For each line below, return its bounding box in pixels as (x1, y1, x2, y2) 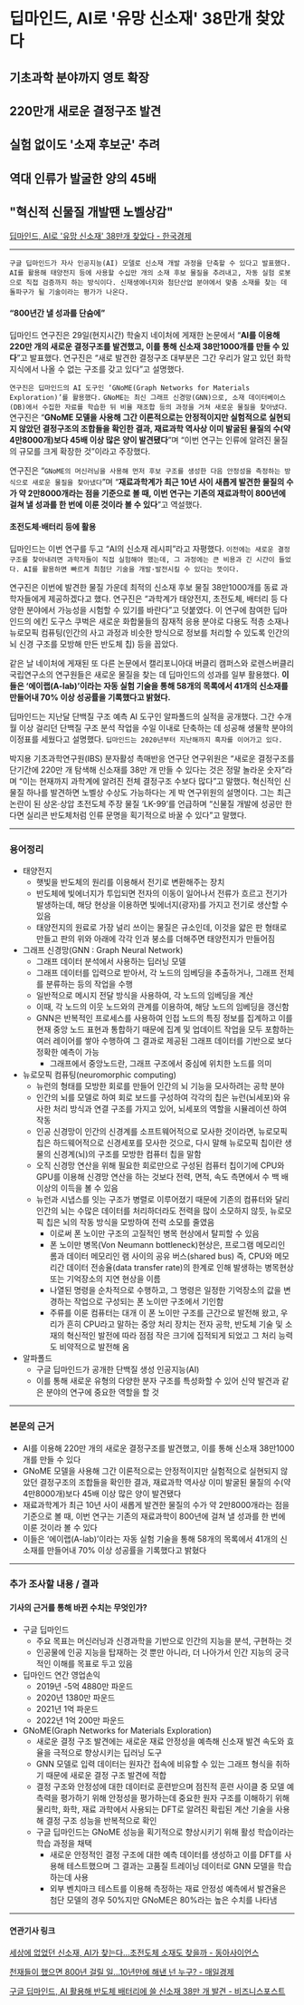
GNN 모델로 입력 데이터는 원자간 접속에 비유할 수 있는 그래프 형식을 (35, 1758, 274, 1769)
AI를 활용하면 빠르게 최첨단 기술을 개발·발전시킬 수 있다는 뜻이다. (24, 564, 240, 574)
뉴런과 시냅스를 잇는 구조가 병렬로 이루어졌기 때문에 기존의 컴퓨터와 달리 (35, 1194, 290, 1205)
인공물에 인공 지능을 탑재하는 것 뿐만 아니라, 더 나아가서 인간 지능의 (35, 1647, 273, 1658)
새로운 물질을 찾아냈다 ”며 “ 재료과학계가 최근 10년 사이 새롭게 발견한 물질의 (31, 476, 285, 487)
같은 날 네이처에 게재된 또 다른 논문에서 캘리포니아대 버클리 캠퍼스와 (9, 657, 249, 668)
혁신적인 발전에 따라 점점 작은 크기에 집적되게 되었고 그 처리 (66, 1330, 277, 1341)
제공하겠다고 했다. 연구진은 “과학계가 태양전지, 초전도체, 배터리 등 (48, 593, 279, 604)
